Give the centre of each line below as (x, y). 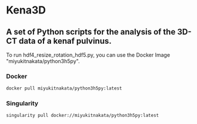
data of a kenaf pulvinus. (65, 41)
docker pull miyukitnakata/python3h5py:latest (64, 88)
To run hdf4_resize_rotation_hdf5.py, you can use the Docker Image (88, 55)
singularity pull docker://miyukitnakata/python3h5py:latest (83, 116)
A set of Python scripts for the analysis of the (91, 32)
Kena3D (26, 10)
